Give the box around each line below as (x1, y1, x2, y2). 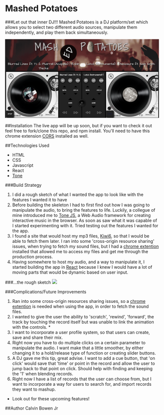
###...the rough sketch (5, 279, 51, 285)
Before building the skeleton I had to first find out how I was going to (12, 202, 150, 208)
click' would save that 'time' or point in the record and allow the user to (12, 360, 155, 366)
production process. (12, 254, 53, 260)
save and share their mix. (12, 335, 63, 340)
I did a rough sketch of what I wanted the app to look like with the (12, 192, 144, 198)
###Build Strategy (5, 182, 42, 188)
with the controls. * (12, 324, 51, 330)
